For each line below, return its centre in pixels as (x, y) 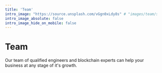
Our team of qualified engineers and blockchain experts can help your (74, 60)
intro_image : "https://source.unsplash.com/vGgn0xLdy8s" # (66, 14)
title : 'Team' (19, 9)
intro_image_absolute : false (34, 18)
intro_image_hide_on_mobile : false (41, 23)
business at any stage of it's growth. (41, 65)
